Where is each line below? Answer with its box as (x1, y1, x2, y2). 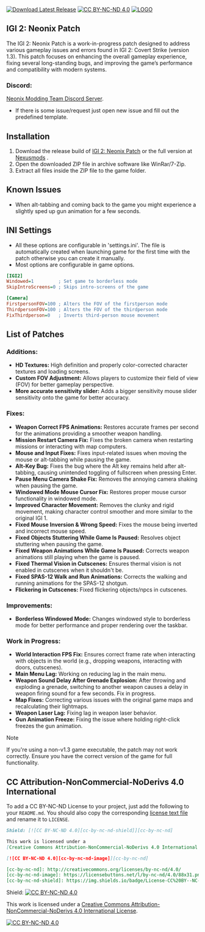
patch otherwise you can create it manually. (15, 254, 125, 261)
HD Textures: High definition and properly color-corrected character (15, 361, 188, 369)
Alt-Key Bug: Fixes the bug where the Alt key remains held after (15, 462, 177, 470)
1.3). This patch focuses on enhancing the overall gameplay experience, (6, 53, 187, 60)
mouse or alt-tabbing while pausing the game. (15, 456, 131, 463)
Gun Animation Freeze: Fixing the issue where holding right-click (15, 716, 180, 723)
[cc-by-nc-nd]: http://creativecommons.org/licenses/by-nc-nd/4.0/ (6, 866, 182, 873)
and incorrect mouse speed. (15, 527, 87, 535)
